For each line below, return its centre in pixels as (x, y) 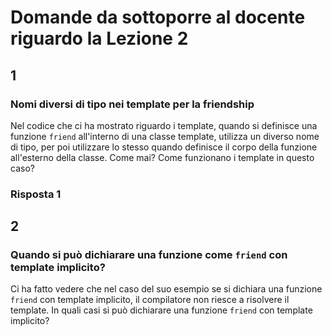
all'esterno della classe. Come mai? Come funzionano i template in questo (162, 157)
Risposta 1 (36, 194)
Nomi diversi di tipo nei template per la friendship (132, 104)
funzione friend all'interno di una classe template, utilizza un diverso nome (165, 136)
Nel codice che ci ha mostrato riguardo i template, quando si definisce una (164, 125)
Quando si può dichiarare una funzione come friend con (149, 255)
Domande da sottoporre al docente (158, 17)
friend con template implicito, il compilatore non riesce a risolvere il (150, 300)
